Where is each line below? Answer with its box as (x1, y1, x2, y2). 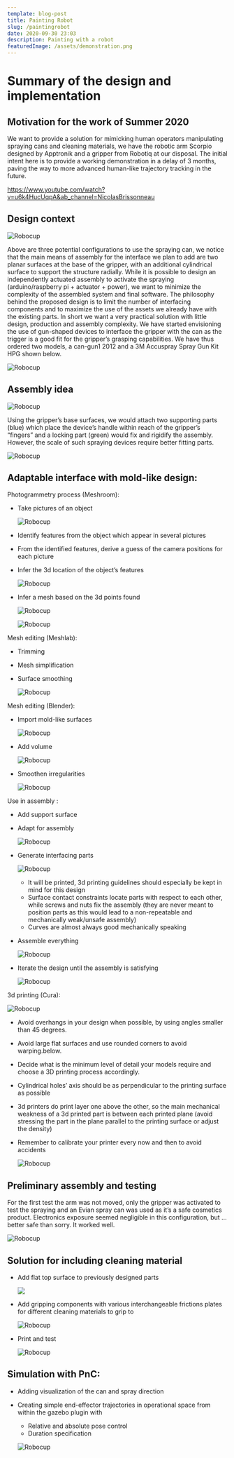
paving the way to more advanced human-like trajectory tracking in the (7, 164, 212, 173)
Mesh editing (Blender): (7, 702, 75, 710)
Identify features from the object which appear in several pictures (17, 531, 206, 540)
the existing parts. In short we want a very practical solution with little (7, 312, 207, 320)
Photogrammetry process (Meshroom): (7, 490, 120, 499)
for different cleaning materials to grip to (17, 1307, 134, 1316)
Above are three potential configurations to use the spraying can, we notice (7, 245, 225, 253)
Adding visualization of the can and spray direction (17, 1386, 164, 1396)
